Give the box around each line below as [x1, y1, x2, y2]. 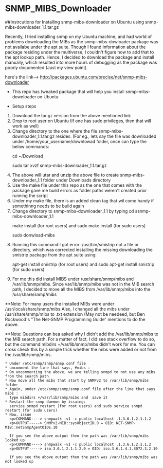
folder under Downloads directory [43, 177, 111, 183]
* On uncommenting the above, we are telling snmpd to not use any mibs [5, 369, 156, 375]
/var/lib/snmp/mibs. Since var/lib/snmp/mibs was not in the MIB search [12, 281, 155, 287]
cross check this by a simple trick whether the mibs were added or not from [5, 346, 157, 352]
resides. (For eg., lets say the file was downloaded [55, 133, 157, 139]
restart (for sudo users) [5, 408, 57, 413]
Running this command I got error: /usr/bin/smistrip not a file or [12, 241, 139, 247]
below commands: [12, 144, 50, 149]
